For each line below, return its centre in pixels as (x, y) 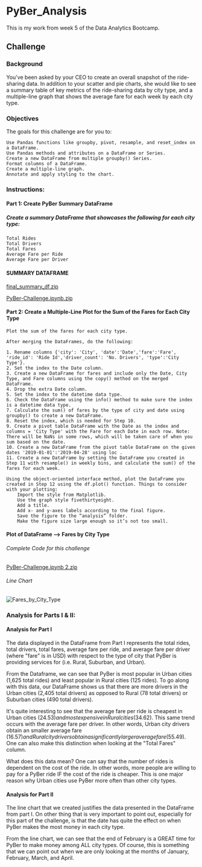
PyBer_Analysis (47, 11)
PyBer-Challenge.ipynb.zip (39, 298)
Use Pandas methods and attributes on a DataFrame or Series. (86, 153)
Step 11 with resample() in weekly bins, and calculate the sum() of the (101, 463)
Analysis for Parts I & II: (41, 615)
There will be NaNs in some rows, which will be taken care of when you (99, 437)
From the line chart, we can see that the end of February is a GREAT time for (101, 839)
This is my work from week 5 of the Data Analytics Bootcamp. (83, 28)
